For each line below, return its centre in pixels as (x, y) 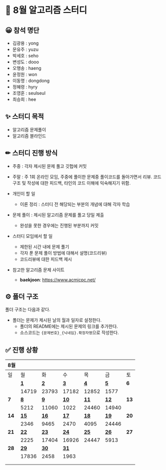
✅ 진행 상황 (22, 350)
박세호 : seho (25, 56)
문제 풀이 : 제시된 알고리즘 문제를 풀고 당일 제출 (58, 215)
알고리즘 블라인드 (29, 136)
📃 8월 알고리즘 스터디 (46, 10)
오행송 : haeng (27, 68)
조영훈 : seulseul (29, 93)
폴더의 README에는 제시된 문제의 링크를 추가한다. (69, 326)
